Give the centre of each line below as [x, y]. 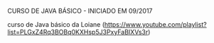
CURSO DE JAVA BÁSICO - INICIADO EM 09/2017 [80, 11]
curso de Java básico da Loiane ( [56, 24]
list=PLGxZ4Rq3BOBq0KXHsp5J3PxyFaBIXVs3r [78, 32]
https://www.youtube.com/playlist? [156, 24]
